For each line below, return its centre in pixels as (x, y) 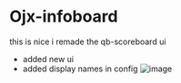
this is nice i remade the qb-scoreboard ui (88, 41)
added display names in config (80, 69)
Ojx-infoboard (64, 17)
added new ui (48, 59)
